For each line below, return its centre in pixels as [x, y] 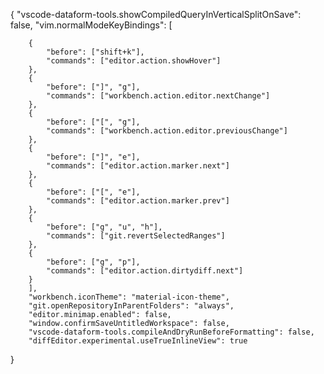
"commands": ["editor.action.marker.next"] [138, 166]
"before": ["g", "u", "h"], [104, 227]
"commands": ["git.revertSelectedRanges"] [136, 236]
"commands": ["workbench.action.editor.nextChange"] [158, 96]
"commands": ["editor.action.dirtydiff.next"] [145, 271]
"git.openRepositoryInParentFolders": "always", [131, 306]
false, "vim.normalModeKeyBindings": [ [91, 25]
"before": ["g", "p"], [93, 262]
